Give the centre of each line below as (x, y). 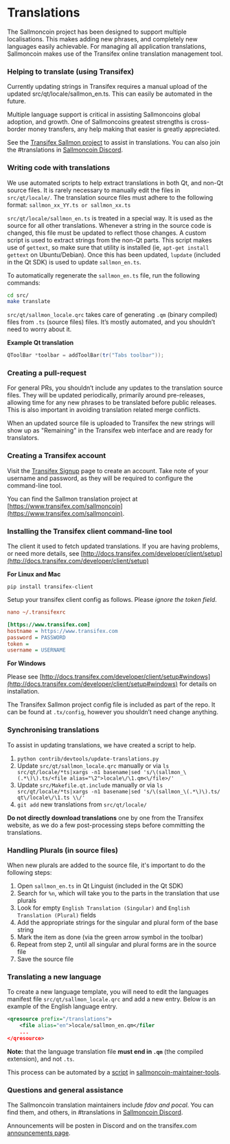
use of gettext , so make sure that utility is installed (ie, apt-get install (108, 247)
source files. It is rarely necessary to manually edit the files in (94, 190)
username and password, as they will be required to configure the (100, 478)
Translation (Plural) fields (57, 915)
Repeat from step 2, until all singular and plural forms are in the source (117, 944)
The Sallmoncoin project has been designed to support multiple (97, 32)
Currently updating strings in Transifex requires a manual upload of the (107, 87)
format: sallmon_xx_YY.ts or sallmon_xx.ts (69, 205)
